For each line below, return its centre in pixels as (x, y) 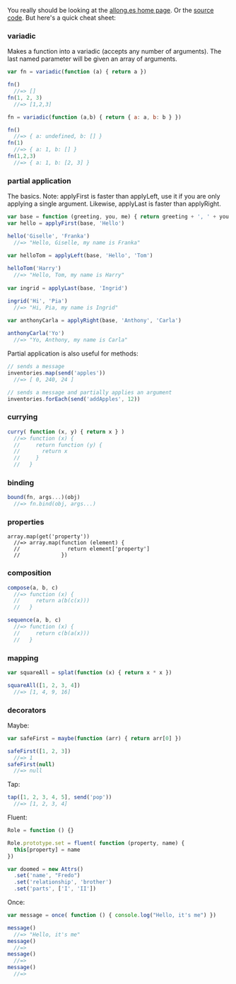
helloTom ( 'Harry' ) (34, 269)
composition (29, 573)
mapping (23, 658)
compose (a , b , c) (33, 587)
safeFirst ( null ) (31, 764)
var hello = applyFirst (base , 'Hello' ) (66, 223)
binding (21, 482)
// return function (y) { (58, 445)
